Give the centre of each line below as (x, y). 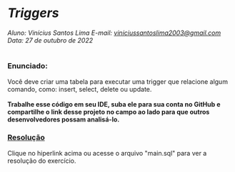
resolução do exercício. (42, 161)
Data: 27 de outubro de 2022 (50, 40)
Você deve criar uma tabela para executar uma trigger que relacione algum (118, 81)
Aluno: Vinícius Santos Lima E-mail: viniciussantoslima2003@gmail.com (114, 33)
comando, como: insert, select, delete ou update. (80, 89)
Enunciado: (27, 66)
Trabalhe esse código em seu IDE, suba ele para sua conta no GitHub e (114, 104)
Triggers (33, 13)
